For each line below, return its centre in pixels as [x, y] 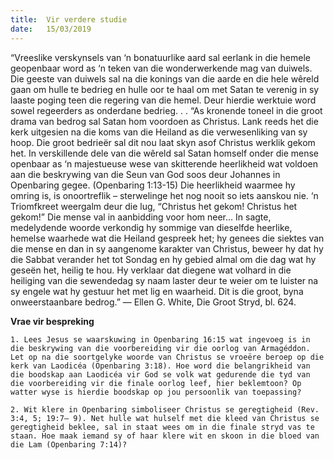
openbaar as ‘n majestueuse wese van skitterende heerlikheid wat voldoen [164, 163]
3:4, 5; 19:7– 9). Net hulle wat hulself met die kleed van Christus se [165, 418]
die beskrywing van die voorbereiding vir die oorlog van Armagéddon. [160, 348]
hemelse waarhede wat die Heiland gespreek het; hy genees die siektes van [167, 238]
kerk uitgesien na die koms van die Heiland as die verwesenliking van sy [159, 132]
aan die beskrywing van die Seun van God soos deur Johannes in [145, 174]
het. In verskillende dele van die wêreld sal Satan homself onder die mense [165, 153]
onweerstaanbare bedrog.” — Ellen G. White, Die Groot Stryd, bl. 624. [153, 302]
